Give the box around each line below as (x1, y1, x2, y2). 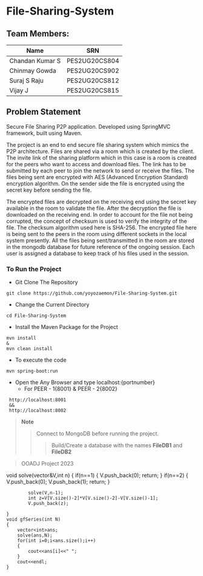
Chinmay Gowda (9, 67, 56, 75)
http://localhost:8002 (8, 408, 67, 414)
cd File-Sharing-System (6, 313, 67, 319)
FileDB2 (51, 448, 72, 456)
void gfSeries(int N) (6, 517, 61, 523)
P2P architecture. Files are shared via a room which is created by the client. (6, 147, 195, 155)
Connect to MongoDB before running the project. (36, 430, 159, 438)
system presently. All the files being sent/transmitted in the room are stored (6, 237, 195, 244)
